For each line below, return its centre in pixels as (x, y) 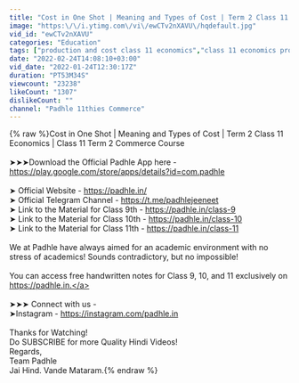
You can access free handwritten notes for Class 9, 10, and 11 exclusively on (148, 276)
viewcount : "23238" (45, 84)
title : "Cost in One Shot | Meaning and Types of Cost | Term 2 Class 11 (149, 17)
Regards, (26, 352)
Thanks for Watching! (48, 333)
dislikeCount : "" (41, 100)
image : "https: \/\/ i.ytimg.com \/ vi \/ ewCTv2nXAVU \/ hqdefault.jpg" (133, 26)
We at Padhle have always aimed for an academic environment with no (139, 248)
